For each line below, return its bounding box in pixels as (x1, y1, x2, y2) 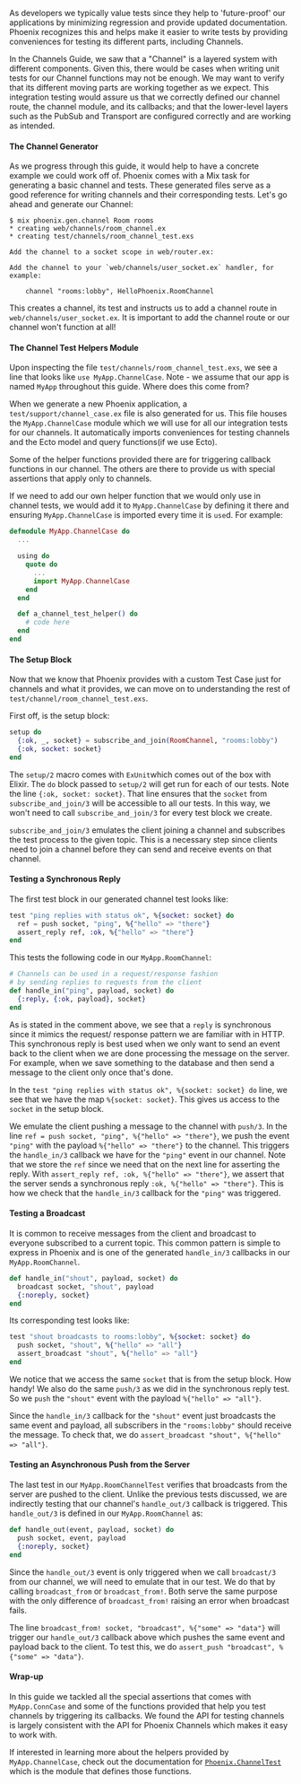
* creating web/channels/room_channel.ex (9, 224, 167, 233)
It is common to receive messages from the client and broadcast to (9, 1228, 257, 1238)
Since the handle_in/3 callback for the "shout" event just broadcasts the (9, 1410, 276, 1421)
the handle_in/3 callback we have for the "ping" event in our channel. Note (9, 1149, 287, 1160)
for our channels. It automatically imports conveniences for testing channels (9, 427, 290, 438)
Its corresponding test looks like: (9, 1315, 130, 1326)
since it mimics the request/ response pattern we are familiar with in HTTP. (9, 1028, 285, 1039)
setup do (9, 728, 42, 737)
